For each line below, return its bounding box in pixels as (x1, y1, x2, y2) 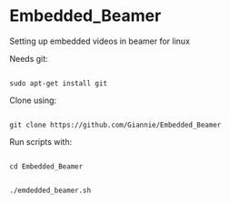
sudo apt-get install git (9, 78, 107, 87)
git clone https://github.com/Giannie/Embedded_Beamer (9, 120, 222, 129)
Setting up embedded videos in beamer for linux (9, 36, 191, 46)
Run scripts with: (9, 136, 73, 147)
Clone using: (9, 95, 57, 106)
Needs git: (9, 53, 48, 64)
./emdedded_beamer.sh (9, 186, 92, 195)
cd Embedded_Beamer (9, 161, 84, 171)
